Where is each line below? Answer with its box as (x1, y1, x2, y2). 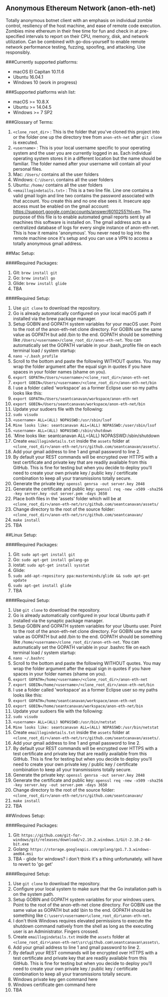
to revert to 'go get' (12, 861, 53, 867)
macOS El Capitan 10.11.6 (12, 69, 64, 75)
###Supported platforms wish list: (5, 89, 76, 95)
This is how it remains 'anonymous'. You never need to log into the (12, 230, 150, 236)
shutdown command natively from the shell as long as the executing (12, 923, 153, 929)
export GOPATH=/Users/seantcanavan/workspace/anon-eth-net (12, 396, 139, 401)
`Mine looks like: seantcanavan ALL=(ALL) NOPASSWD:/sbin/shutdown (12, 433, 159, 439)
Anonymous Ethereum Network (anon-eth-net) (5, 4, 156, 13)
